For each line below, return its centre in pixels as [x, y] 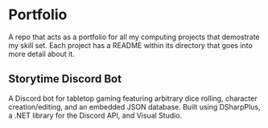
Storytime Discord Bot [65, 79]
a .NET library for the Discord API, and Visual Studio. [95, 115]
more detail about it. [41, 54]
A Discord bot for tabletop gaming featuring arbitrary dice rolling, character [133, 98]
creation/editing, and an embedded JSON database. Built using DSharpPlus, [134, 106]
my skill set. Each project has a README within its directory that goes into [131, 45]
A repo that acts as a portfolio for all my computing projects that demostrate [134, 37]
